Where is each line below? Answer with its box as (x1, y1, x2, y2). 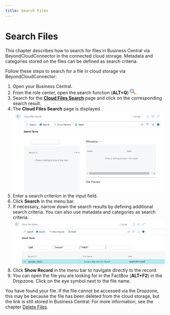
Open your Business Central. (12, 83, 73, 89)
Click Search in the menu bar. (12, 198, 75, 204)
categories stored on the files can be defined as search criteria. (5, 58, 138, 64)
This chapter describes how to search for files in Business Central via (5, 47, 150, 53)
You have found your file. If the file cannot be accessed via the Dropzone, (5, 288, 159, 294)
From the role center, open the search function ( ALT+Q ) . (12, 89, 137, 96)
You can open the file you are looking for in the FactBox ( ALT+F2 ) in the (12, 272, 162, 279)
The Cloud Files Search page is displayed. (12, 105, 102, 111)
